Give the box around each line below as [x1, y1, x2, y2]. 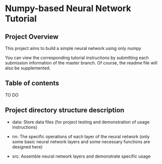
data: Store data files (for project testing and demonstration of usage [12, 119, 150, 125]
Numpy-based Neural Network [5, 3, 131, 14]
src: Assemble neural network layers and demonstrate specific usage [12, 153, 151, 159]
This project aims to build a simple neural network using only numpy [5, 46, 142, 51]
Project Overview [5, 33, 59, 41]
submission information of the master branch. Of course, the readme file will [5, 60, 158, 66]
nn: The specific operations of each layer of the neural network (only [12, 133, 150, 139]
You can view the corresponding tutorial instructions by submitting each [5, 55, 149, 61]
